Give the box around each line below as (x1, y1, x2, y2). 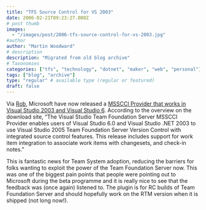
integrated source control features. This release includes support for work (6, 133, 193, 140)
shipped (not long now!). (6, 197, 69, 204)
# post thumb (6, 20, 40, 26)
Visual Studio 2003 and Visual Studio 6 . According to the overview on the (6, 107, 192, 114)
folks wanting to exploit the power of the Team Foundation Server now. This (6, 164, 197, 171)
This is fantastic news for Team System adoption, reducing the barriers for (6, 158, 194, 165)
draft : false (6, 84, 40, 90)
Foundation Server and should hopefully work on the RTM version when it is (6, 190, 198, 197)
